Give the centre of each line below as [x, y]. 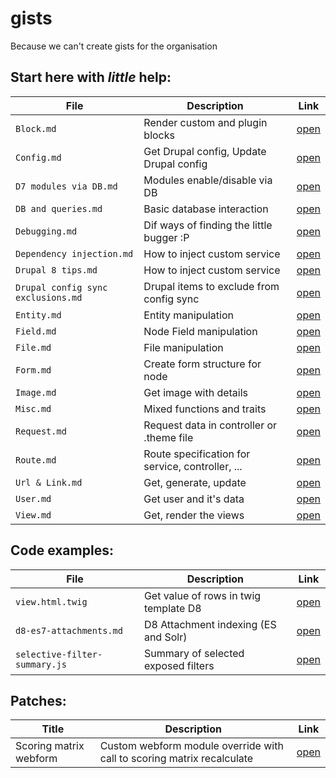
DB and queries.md [59, 208]
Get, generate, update [195, 482]
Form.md [33, 370]
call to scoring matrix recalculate [176, 759]
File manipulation [183, 347]
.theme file [168, 437]
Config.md [38, 157]
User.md [33, 498]
